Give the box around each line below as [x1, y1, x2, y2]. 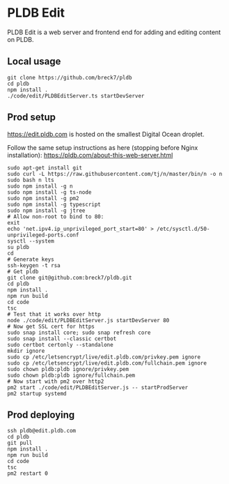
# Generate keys [7, 256, 54, 263]
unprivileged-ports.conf [7, 232, 79, 239]
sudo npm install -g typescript [7, 201, 101, 208]
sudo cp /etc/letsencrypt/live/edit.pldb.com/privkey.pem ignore [7, 354, 200, 361]
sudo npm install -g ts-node [7, 188, 92, 196]
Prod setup [7, 112, 56, 123]
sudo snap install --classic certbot [7, 335, 117, 342]
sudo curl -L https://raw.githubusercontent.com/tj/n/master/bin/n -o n [7, 170, 223, 177]
